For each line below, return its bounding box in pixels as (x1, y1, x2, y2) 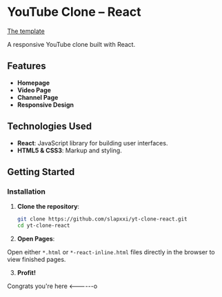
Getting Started (7, 166, 75, 178)
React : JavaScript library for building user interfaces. (17, 139, 168, 147)
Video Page (17, 85, 52, 94)
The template (7, 27, 45, 35)
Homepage (17, 79, 50, 87)
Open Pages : (17, 235, 55, 243)
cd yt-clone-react (17, 222, 70, 229)
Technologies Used (7, 121, 92, 132)
